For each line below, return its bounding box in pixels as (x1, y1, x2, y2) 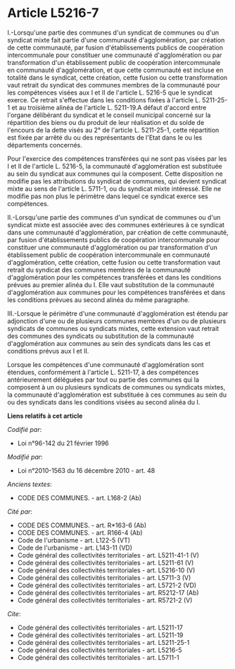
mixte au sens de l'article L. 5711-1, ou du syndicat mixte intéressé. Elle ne (7, 184, 222, 193)
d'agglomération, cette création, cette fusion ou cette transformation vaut (7, 258, 221, 266)
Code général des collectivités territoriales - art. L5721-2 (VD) (17, 581, 197, 589)
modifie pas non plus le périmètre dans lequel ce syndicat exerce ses (7, 192, 209, 200)
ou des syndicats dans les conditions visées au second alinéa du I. (7, 397, 201, 406)
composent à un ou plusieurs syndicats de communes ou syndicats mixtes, (7, 382, 226, 391)
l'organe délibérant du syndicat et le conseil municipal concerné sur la (7, 111, 211, 119)
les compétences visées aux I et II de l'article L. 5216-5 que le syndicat (7, 88, 212, 97)
